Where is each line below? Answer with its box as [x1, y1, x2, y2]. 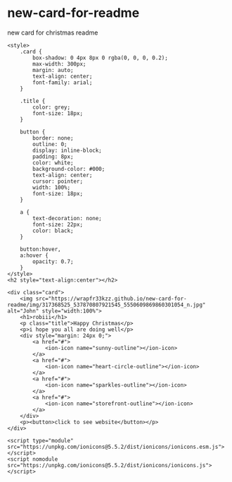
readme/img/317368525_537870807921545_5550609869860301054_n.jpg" [7, 301, 206, 308]
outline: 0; [32, 140, 68, 147]
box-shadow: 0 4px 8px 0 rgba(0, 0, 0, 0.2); [32, 54, 169, 61]
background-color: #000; [32, 165, 105, 172]
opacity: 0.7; [32, 258, 74, 265]
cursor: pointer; [32, 178, 83, 185]
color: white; [32, 159, 74, 167]
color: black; [32, 227, 74, 234]
